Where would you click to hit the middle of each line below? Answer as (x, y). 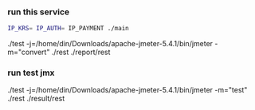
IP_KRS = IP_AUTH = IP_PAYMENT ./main (68, 29)
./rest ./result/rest (36, 99)
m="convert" (29, 52)
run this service (39, 12)
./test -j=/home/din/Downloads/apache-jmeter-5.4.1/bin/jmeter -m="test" (127, 90)
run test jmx (31, 73)
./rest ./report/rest (81, 52)
